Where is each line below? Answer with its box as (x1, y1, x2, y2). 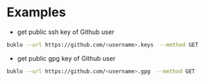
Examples (6, 4, 66, 20)
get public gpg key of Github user (16, 54, 116, 62)
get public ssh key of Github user (16, 28, 115, 36)
